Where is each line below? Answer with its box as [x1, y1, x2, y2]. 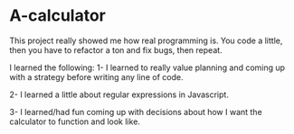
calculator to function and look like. [9, 116, 140, 127]
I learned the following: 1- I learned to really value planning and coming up [9, 62, 286, 73]
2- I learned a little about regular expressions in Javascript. [9, 89, 229, 100]
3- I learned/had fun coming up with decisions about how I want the [9, 106, 262, 117]
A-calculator [9, 5, 106, 26]
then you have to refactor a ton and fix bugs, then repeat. [9, 44, 223, 55]
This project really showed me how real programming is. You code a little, [9, 35, 283, 46]
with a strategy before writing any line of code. [9, 71, 184, 82]
